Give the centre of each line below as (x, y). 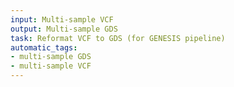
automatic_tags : (44, 47)
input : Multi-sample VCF (62, 19)
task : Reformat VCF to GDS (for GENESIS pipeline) (118, 38)
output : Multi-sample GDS (64, 29)
